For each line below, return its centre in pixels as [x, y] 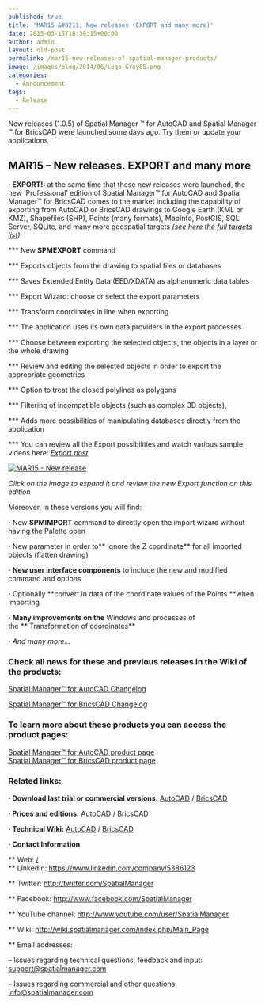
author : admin [32, 42]
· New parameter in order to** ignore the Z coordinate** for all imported [125, 546]
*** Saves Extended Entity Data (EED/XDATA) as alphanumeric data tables [129, 281]
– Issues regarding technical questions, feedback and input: [106, 960]
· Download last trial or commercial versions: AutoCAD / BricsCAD [118, 798]
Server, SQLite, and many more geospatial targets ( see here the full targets [130, 227]
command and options [45, 579]
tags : [17, 92]
